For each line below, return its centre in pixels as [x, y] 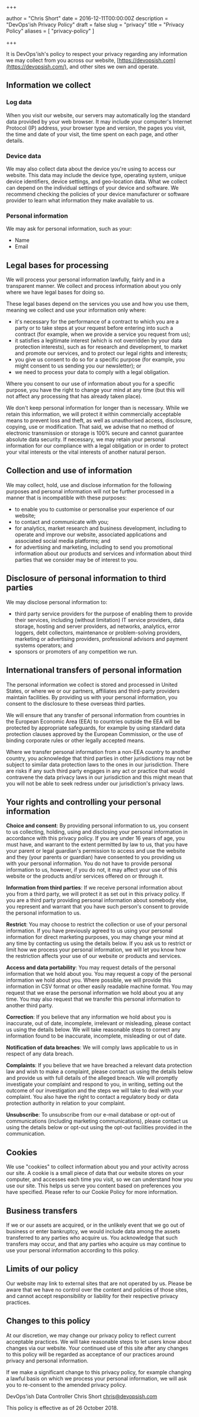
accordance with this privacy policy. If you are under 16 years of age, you [96, 838]
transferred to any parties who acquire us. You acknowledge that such [92, 1237]
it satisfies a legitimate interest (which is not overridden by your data [98, 341]
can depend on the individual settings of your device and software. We [92, 187]
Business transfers [42, 1211]
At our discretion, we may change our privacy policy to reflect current [91, 1335]
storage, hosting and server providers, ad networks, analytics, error [97, 626]
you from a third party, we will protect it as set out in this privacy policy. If [96, 894]
